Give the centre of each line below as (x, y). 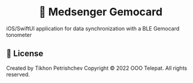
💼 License (25, 53)
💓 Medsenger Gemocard (101, 12)
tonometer (19, 35)
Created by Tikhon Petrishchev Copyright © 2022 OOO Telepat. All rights (97, 68)
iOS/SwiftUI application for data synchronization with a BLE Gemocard (93, 28)
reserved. (18, 74)
